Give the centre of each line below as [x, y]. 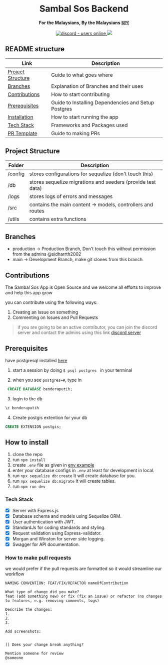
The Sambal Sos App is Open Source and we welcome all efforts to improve [83, 287]
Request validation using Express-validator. [57, 533]
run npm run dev [29, 486]
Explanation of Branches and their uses [97, 86]
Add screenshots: [23, 632]
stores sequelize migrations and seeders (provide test [92, 182]
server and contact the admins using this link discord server [79, 332]
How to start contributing [80, 94]
